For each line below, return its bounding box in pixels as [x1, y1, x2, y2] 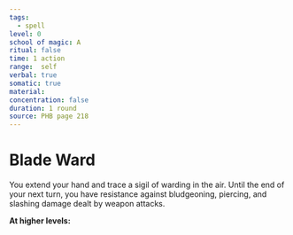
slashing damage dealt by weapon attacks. [9, 199, 166, 209]
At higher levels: [9, 215, 71, 226]
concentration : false [9, 95, 89, 105]
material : [9, 87, 46, 96]
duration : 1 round [9, 104, 77, 113]
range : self [9, 63, 58, 72]
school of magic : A [9, 37, 81, 47]
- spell [17, 21, 46, 30]
